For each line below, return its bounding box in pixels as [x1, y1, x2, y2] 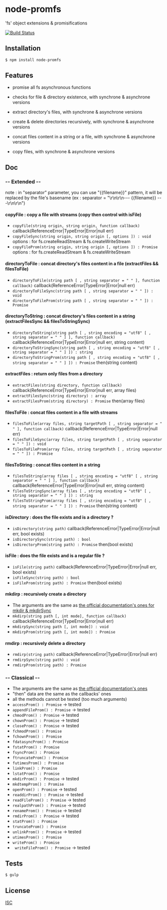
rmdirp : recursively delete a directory [5, 640, 86, 646]
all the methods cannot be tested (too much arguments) [12, 696, 127, 702]
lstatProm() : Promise [12, 771, 60, 777]
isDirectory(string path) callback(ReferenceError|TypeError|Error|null [12, 525, 160, 531]
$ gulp [5, 873, 19, 878]
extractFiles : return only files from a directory [5, 371, 103, 377]
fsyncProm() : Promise [12, 750, 60, 755]
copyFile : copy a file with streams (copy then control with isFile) [5, 211, 142, 218]
